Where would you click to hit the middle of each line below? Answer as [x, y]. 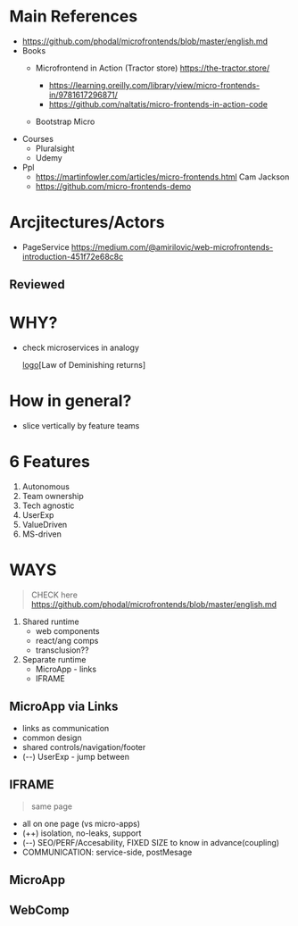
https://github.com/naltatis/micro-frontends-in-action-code [158, 104]
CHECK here [54, 595]
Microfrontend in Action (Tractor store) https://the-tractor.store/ [153, 68]
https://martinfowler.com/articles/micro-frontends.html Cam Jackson [162, 177]
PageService [46, 246]
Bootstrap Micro [65, 121]
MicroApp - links [66, 669]
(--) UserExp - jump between [75, 756]
